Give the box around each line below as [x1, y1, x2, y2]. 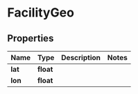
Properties [7, 32, 54, 44]
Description [61, 53, 101, 62]
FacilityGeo [7, 5, 75, 21]
